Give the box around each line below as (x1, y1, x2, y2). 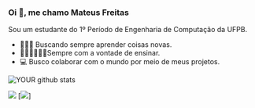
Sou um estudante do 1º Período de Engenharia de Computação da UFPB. (8, 25, 248, 34)
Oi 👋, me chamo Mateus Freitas (8, 7, 130, 18)
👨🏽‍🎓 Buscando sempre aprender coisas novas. (19, 40, 172, 49)
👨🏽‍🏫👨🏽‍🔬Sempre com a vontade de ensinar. (19, 49, 161, 58)
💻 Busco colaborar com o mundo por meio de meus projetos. (19, 57, 220, 67)
